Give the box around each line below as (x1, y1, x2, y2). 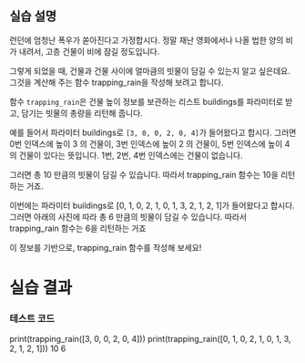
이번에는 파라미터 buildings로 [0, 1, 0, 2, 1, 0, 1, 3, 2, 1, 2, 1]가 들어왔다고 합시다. (9, 200, 296, 211)
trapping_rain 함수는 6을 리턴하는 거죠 (9, 223, 147, 233)
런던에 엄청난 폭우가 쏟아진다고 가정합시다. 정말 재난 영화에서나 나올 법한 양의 (9, 35, 284, 46)
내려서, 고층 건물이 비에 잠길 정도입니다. (18, 46, 160, 57)
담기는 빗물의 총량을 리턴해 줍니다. (21, 108, 143, 119)
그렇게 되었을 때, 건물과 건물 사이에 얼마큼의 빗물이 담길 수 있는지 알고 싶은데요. (9, 65, 291, 76)
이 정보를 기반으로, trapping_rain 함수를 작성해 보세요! (9, 242, 202, 253)
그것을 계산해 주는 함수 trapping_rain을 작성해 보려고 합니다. (9, 77, 224, 88)
